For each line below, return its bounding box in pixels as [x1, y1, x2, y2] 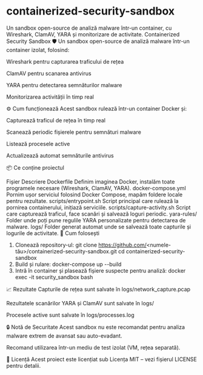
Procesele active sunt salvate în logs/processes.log [6, 311, 135, 319]
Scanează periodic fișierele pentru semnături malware [6, 128, 141, 136]
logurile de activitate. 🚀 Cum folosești [6, 229, 100, 237]
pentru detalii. [6, 362, 41, 369]
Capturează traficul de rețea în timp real [6, 116, 106, 124]
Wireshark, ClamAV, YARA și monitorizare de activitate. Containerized [6, 30, 180, 38]
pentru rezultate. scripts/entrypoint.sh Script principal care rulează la [6, 197, 179, 204]
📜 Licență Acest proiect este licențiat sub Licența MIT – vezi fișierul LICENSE [6, 356, 197, 363]
